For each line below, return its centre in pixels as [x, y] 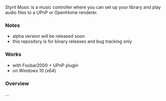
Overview [17, 83]
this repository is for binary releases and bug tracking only [72, 41]
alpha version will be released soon [48, 36]
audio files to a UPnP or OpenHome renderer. [51, 12]
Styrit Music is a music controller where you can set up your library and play [83, 7]
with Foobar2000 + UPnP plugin [45, 65]
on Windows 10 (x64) [34, 70]
